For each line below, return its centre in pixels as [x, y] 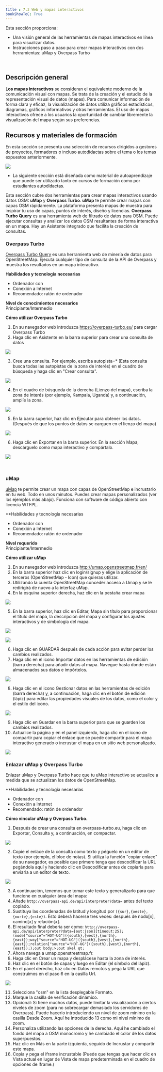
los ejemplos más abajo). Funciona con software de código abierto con [76, 499]
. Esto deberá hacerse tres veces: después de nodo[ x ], [100, 916]
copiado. [21, 906]
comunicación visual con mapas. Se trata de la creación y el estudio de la [79, 94]
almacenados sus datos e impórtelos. [50, 670]
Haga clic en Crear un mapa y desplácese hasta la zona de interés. [79, 959]
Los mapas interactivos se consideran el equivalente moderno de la [74, 89]
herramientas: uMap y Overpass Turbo [51, 53]
